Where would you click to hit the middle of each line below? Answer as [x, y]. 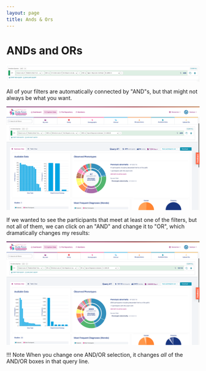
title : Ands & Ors [30, 19]
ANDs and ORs [44, 51]
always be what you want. [39, 98]
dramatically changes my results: [48, 232]
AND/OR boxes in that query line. [48, 361]
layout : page [23, 13]
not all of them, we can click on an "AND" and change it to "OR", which [96, 226]
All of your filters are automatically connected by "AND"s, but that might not [102, 91]
